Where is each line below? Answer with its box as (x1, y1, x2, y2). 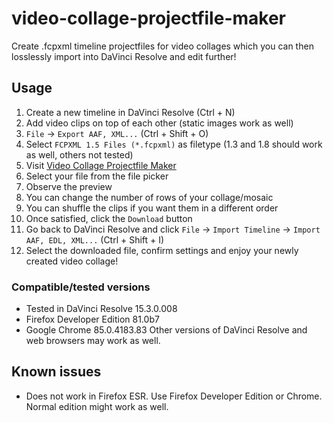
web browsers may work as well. (25, 335, 161, 347)
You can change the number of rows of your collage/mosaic (25, 191, 274, 203)
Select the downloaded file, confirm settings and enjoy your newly (25, 244, 299, 256)
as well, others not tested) (25, 148, 134, 161)
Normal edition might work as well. (25, 400, 169, 412)
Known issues (11, 363, 102, 381)
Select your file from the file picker (25, 170, 169, 182)
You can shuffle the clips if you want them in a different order (25, 202, 279, 214)
